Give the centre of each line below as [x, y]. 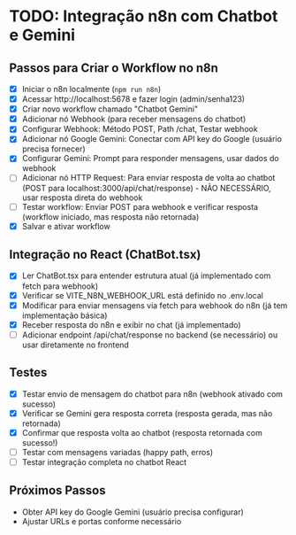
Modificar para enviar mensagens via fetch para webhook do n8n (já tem [155, 305]
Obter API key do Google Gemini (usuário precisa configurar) [133, 512]
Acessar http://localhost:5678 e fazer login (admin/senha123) [133, 99]
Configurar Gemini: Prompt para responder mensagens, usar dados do [151, 159]
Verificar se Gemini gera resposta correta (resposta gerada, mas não [147, 413]
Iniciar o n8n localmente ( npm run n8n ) [91, 89]
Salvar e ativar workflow [66, 226]
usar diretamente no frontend [76, 345]
